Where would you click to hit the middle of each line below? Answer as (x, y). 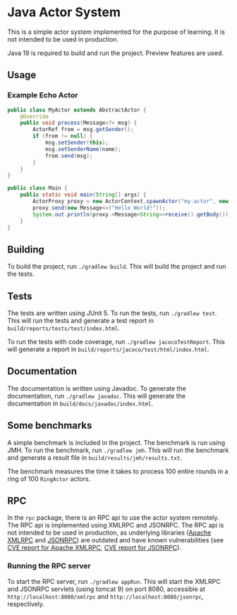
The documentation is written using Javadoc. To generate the (97, 388)
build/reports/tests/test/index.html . (63, 328)
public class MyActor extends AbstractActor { (77, 110)
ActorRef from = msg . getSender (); (83, 130)
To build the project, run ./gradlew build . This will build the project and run (117, 267)
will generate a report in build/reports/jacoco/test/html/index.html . (108, 349)
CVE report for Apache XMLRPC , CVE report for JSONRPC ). (95, 548)
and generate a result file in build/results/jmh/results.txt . (95, 457)
